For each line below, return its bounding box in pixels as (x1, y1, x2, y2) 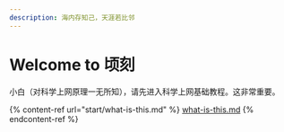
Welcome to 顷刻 (9, 55, 136, 75)
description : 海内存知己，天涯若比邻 (9, 13, 135, 22)
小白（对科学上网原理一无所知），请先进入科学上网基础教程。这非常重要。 (9, 86, 280, 97)
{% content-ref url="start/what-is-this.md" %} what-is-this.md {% (9, 104, 254, 115)
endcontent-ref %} (9, 113, 79, 124)
